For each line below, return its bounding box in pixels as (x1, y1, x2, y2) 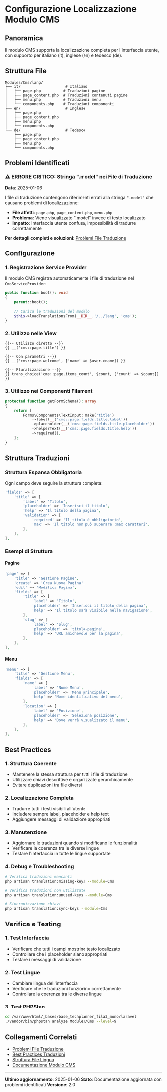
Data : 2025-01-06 (5, 185, 42, 191)
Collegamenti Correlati (5, 1033, 77, 1041)
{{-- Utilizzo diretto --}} (5, 341, 64, 346)
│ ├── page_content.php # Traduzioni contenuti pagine (5, 93, 128, 98)
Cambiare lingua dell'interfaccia (12, 980, 78, 986)
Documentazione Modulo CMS (12, 1062, 76, 1068)
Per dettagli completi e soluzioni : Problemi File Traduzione (5, 235, 127, 241)
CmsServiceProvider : (5, 281, 47, 287)
